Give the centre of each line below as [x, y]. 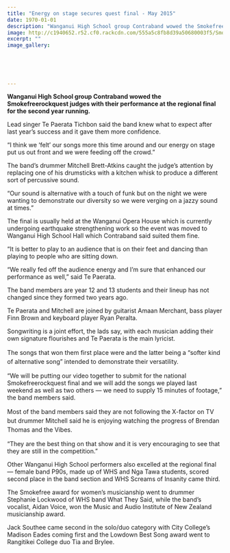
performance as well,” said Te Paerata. [62, 277]
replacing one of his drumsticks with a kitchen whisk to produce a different [113, 173]
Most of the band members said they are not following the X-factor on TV [111, 412]
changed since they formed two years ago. [68, 297]
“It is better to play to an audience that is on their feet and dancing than [107, 249]
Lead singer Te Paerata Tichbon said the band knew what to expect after [110, 125]
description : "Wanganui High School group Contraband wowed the [101, 26]
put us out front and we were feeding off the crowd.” [81, 152]
